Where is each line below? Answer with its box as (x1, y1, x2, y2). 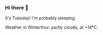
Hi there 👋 (5, 4, 29, 11)
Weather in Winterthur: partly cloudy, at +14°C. (5, 24, 98, 30)
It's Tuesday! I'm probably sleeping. (5, 15, 76, 21)
